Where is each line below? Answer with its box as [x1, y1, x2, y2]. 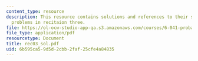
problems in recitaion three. [11, 19, 85, 25]
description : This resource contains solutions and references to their [6, 14, 189, 20]
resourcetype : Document [6, 35, 65, 41]
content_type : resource [6, 8, 65, 15]
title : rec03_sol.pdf [6, 41, 60, 47]
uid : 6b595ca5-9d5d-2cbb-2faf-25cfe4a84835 [6, 46, 115, 52]
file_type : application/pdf [6, 30, 75, 36]
